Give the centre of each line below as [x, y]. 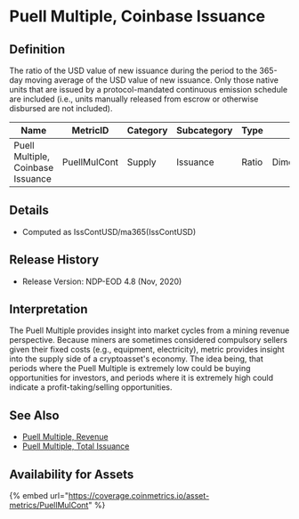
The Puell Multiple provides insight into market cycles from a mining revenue [149, 330]
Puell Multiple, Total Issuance [76, 446]
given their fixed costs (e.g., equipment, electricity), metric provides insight [147, 350]
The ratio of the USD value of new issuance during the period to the [133, 70]
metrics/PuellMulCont [49, 506]
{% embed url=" [39, 496]
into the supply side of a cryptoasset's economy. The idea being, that [137, 359]
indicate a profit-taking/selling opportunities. [91, 387]
